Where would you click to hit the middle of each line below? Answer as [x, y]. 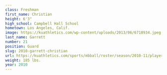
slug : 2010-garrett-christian [37, 51]
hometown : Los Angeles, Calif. [38, 28]
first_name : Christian [29, 14]
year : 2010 [16, 65]
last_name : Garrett [25, 37]
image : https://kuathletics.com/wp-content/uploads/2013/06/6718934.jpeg [83, 33]
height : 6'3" [19, 19]
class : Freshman [22, 10]
